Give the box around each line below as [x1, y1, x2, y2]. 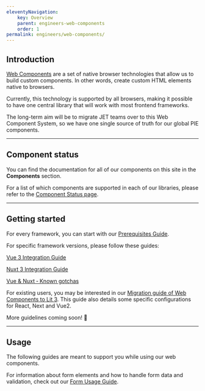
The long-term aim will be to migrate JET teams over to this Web [6, 113, 169, 121]
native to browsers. [6, 83, 55, 90]
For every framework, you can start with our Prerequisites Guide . [6, 230, 170, 238]
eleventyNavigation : [6, 9, 59, 15]
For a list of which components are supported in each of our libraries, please [6, 184, 199, 191]
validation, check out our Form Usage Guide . [6, 378, 119, 386]
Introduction [6, 54, 55, 65]
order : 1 [17, 26, 40, 32]
